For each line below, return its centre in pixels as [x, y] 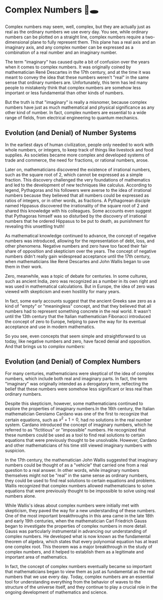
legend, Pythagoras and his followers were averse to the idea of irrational [78, 190]
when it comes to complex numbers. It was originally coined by [68, 67]
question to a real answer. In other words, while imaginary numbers [72, 470]
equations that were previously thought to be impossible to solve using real [80, 491]
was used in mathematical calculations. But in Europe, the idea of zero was [80, 286]
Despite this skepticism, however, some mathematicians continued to [74, 403]
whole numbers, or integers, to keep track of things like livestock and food [79, 150]
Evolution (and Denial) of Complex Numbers [73, 362]
